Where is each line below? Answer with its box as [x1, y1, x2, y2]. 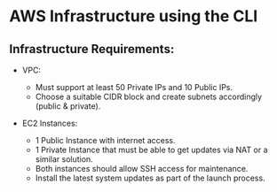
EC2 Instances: [21, 118, 78, 128]
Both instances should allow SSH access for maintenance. [35, 164, 249, 173]
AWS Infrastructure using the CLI [9, 6, 258, 27]
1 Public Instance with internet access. [35, 135, 176, 145]
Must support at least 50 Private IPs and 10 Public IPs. [35, 82, 233, 92]
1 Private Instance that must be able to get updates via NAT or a [35, 144, 268, 155]
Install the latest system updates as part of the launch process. [35, 173, 265, 183]
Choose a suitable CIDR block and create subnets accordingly [35, 91, 263, 102]
